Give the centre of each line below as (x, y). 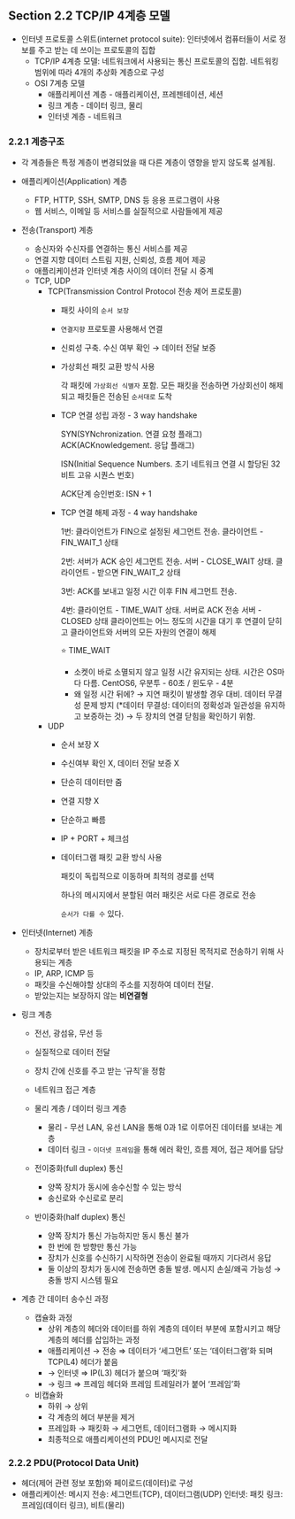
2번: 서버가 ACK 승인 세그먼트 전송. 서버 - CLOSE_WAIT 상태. (167, 561)
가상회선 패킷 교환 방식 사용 (108, 366)
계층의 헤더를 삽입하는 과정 (94, 1340)
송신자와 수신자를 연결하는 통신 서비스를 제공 (111, 249)
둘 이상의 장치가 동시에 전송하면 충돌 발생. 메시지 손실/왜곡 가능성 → (164, 1269)
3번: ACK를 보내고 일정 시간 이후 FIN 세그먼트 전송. (149, 591)
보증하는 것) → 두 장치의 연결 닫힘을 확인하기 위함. (169, 716)
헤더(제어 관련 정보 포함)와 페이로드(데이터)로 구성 (107, 1483)
